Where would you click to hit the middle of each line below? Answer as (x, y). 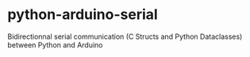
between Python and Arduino (55, 44)
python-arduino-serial (83, 15)
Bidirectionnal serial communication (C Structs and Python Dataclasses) (125, 36)
